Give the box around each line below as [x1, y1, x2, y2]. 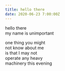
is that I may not [5, 50, 38, 56]
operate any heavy [5, 55, 43, 61]
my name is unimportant [5, 30, 54, 36]
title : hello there [5, 7, 45, 12]
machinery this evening [5, 60, 52, 66]
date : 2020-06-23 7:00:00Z [5, 12, 60, 17]
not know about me [5, 45, 44, 51]
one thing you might [5, 39, 45, 45]
